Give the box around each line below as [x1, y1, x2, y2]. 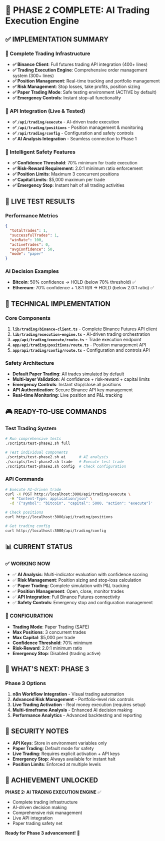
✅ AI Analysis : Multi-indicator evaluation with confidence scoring [12, 572, 148, 578]
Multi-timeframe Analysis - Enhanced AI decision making [12, 707, 132, 713]
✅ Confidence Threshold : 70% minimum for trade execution [12, 160, 137, 166]
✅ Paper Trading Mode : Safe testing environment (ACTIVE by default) [12, 89, 157, 95]
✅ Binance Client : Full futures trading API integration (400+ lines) [12, 61, 148, 67]
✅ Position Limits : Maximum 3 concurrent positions [12, 171, 119, 177]
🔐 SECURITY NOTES [5, 727, 69, 735]
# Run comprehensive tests [5, 436, 61, 441]
